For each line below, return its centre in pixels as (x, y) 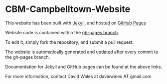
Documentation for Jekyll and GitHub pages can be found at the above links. (84, 67)
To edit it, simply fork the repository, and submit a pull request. (70, 42)
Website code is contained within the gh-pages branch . (62, 32)
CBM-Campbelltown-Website (68, 9)
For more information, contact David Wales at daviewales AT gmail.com (78, 76)
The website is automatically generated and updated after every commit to (82, 52)
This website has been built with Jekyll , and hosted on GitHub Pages (76, 23)
